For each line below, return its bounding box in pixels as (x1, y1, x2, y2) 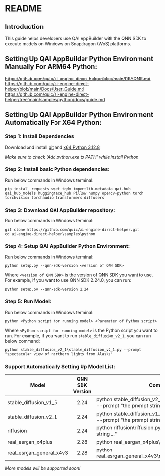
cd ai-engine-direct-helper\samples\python (5, 232, 96, 237)
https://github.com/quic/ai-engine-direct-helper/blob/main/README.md (5, 76, 151, 81)
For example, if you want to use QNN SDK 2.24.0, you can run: (5, 277, 132, 283)
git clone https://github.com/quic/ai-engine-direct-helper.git (5, 227, 139, 232)
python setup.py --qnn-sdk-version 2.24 (5, 287, 89, 292)
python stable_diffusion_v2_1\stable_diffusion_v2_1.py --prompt (5, 347, 141, 352)
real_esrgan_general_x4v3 (7, 450, 69, 456)
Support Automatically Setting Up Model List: (5, 363, 115, 370)
